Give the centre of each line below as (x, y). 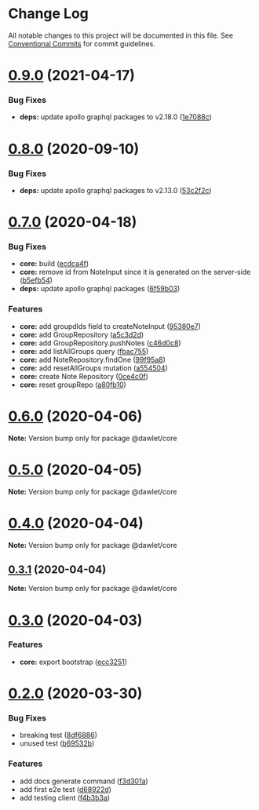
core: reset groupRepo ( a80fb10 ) (73, 385)
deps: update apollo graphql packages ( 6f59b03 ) (100, 289)
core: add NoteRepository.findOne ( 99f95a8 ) (93, 359)
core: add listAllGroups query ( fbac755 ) (84, 351)
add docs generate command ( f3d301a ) (84, 781)
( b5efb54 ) (36, 280)
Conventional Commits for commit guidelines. (82, 43)
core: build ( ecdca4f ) (54, 264)
